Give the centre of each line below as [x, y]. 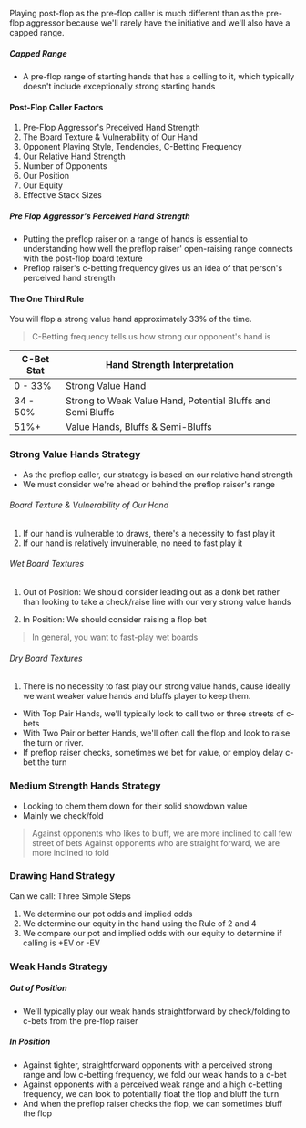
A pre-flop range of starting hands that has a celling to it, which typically [158, 76]
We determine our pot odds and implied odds [107, 914]
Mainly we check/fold [63, 815]
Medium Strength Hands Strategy [85, 786]
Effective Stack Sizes [62, 195]
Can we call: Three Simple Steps [71, 896]
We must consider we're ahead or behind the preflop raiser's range [149, 484]
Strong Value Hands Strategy [75, 454]
